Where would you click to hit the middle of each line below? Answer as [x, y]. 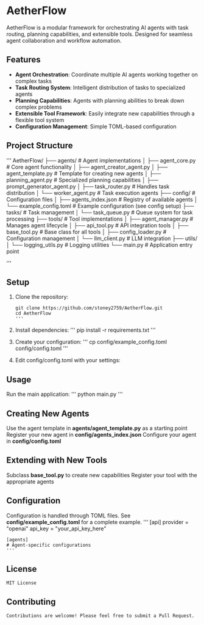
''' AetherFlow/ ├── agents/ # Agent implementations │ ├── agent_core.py [101, 160]
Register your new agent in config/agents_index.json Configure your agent [101, 435]
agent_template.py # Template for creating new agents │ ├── [84, 173]
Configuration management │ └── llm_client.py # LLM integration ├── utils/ [102, 238]
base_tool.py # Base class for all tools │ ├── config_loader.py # [86, 232]
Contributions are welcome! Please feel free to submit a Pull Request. [100, 616]
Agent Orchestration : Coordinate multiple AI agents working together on [106, 75]
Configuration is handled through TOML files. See [69, 515]
